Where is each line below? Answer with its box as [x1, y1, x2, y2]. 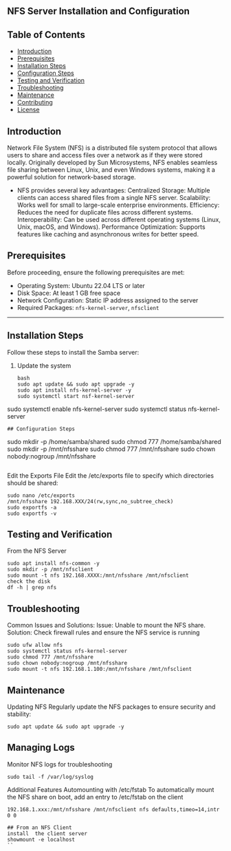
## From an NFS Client [7, 824, 72, 831]
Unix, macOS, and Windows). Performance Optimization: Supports [16, 223, 206, 231]
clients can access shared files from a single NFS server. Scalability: [16, 194, 211, 202]
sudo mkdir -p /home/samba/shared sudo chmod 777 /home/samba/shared [7, 437, 221, 445]
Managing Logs [7, 742, 76, 753]
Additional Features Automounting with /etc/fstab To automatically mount [7, 785, 214, 793]
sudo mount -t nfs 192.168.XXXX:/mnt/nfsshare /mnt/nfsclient [7, 572, 189, 579]
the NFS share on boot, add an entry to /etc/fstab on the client [7, 793, 184, 801]
